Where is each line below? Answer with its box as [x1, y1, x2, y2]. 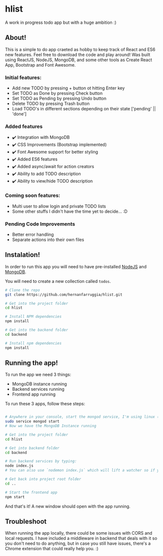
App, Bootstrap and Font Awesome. [5, 62, 76, 68]
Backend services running [12, 386, 65, 392]
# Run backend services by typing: [5, 459, 77, 464]
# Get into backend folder [5, 446, 60, 451]
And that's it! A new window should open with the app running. [5, 503, 131, 509]
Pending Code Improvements [5, 220, 75, 227]
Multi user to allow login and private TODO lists [12, 203, 106, 209]
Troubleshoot [5, 517, 47, 525]
